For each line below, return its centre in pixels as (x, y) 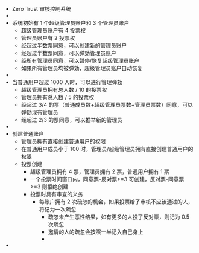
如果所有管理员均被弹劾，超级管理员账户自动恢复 (82, 68)
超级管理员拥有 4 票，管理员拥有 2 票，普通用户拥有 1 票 (100, 171)
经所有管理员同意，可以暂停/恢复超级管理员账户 (80, 60)
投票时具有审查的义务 (56, 194)
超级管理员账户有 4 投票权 (53, 30)
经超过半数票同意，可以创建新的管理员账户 (74, 45)
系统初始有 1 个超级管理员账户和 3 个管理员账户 (71, 23)
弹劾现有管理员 (39, 112)
